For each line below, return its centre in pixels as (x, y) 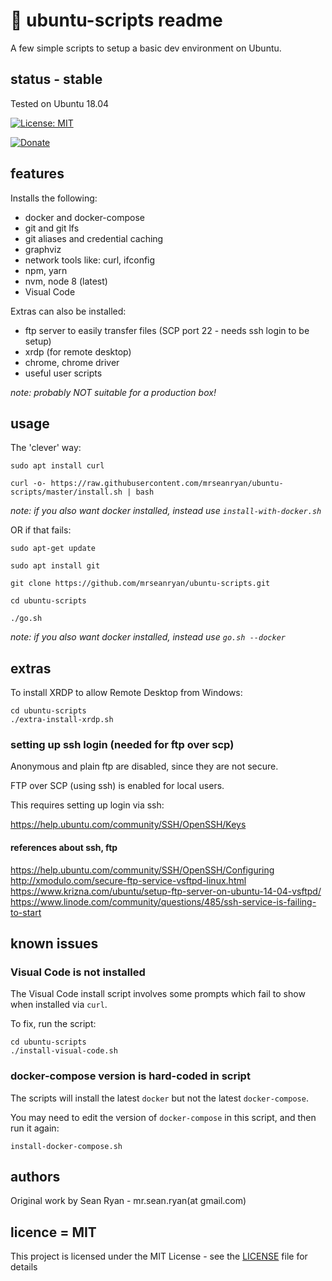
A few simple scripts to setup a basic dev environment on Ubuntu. (146, 48)
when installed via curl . (59, 1005)
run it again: (35, 1128)
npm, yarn (46, 270)
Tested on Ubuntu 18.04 (60, 103)
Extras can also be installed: (68, 311)
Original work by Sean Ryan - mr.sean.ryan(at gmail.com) (128, 1201)
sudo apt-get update (53, 549)
